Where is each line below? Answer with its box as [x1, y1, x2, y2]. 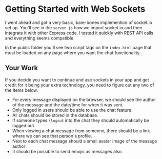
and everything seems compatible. [5, 35, 75, 41]
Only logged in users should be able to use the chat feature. [12, 107, 133, 113]
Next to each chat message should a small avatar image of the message [12, 138, 157, 144]
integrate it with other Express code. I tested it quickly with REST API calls [5, 30, 154, 36]
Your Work [5, 64, 38, 72]
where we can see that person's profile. [12, 133, 92, 139]
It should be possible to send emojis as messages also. [12, 148, 123, 154]
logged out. [12, 122, 36, 128]
